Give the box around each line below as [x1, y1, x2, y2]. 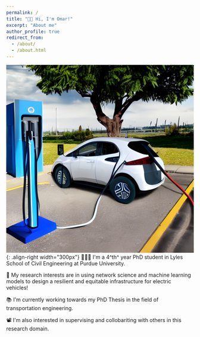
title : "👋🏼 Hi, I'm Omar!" [6, 16, 73, 22]
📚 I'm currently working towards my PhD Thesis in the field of [6, 296, 159, 303]
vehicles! [6, 284, 29, 291]
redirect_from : [6, 35, 44, 41]
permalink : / [6, 10, 39, 16]
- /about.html [11, 48, 46, 54]
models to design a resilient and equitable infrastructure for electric [6, 277, 171, 285]
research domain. [6, 325, 49, 332]
